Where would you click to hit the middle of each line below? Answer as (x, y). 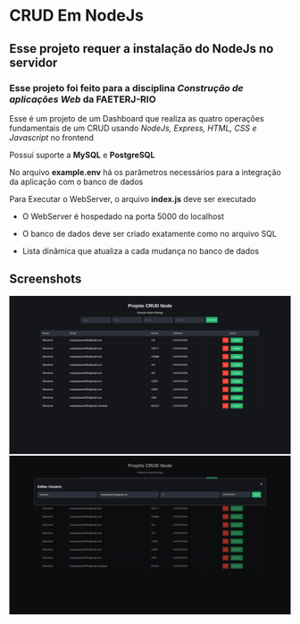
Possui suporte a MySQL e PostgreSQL (82, 155)
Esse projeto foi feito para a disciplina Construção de (126, 88)
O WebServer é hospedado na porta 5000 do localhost (123, 216)
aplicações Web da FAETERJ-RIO (83, 99)
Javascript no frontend (51, 137)
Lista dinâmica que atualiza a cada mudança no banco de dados (141, 250)
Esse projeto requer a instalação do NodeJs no (142, 49)
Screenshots (46, 279)
